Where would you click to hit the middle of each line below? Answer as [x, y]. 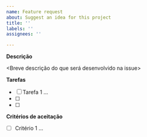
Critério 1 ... [29, 128]
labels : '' [20, 29]
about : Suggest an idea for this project [59, 17]
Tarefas [16, 80]
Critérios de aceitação [34, 117]
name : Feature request [34, 12]
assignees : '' [24, 34]
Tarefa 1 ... [35, 92]
